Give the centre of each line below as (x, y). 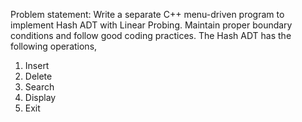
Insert (37, 65)
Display (40, 97)
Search (39, 87)
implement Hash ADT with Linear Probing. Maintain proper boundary (151, 25)
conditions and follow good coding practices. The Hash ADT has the (151, 35)
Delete (38, 76)
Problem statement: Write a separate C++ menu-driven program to (147, 14)
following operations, (54, 46)
